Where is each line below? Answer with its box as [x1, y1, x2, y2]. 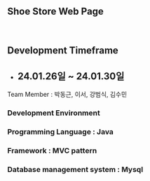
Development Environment [7, 108, 100, 118]
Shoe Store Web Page [7, 6, 104, 18]
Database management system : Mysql [7, 164, 144, 174]
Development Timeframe [7, 45, 119, 57]
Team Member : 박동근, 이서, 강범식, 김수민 [7, 90, 128, 99]
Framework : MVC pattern [7, 145, 97, 155]
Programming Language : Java [7, 126, 114, 136]
